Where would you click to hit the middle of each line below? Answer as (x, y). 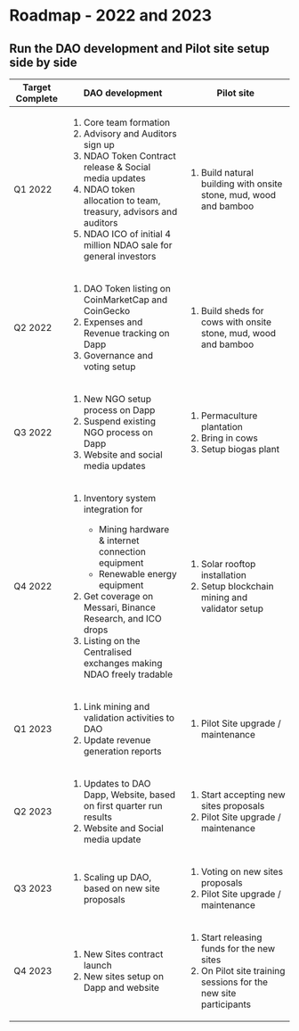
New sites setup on (124, 976)
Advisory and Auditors (130, 133)
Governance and (118, 355)
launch (98, 965)
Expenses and (113, 322)
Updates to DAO (117, 784)
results (98, 817)
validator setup (232, 609)
